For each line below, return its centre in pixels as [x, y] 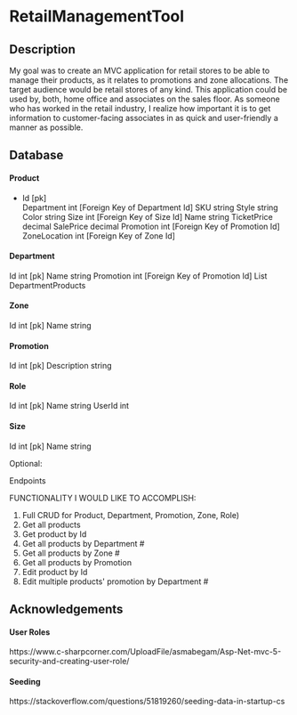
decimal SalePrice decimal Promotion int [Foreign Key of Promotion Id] [151, 226]
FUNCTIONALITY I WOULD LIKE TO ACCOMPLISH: [103, 498]
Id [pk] [34, 198]
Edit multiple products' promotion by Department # [115, 581]
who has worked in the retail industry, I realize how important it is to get [140, 108]
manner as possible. [46, 127]
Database [36, 155]
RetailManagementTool [97, 16]
